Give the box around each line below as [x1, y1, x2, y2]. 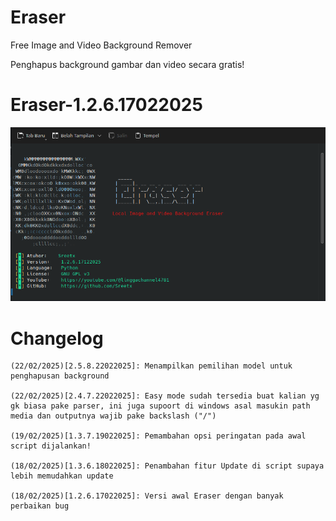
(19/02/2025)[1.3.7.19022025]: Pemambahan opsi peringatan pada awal [10, 431, 307, 441]
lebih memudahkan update [10, 471, 114, 481]
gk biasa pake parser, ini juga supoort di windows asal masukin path [10, 401, 311, 411]
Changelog [10, 327, 104, 350]
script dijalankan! [10, 441, 92, 451]
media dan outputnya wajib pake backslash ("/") [10, 411, 217, 421]
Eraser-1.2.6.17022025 [10, 94, 203, 116]
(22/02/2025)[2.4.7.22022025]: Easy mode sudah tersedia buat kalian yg [10, 391, 320, 401]
